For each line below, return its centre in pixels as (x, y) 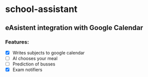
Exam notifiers (27, 70)
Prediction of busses (34, 64)
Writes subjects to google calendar (49, 52)
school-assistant (41, 9)
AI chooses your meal (35, 58)
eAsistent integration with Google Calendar (74, 28)
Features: (17, 42)
